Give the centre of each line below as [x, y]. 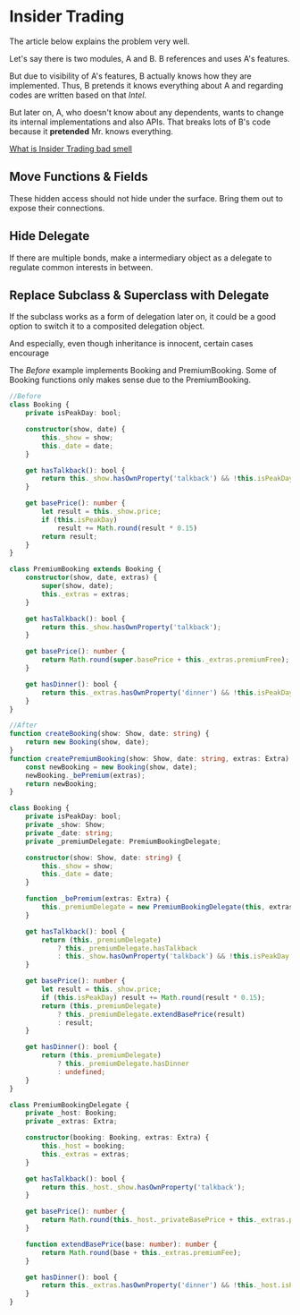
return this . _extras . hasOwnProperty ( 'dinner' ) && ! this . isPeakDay [167, 692]
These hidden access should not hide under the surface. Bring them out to [146, 198]
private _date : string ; [70, 833]
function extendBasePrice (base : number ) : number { [121, 1244]
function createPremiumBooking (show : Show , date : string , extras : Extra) [150, 758]
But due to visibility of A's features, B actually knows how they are [130, 76]
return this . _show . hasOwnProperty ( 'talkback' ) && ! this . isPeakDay [167, 479]
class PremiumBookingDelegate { [69, 1105]
